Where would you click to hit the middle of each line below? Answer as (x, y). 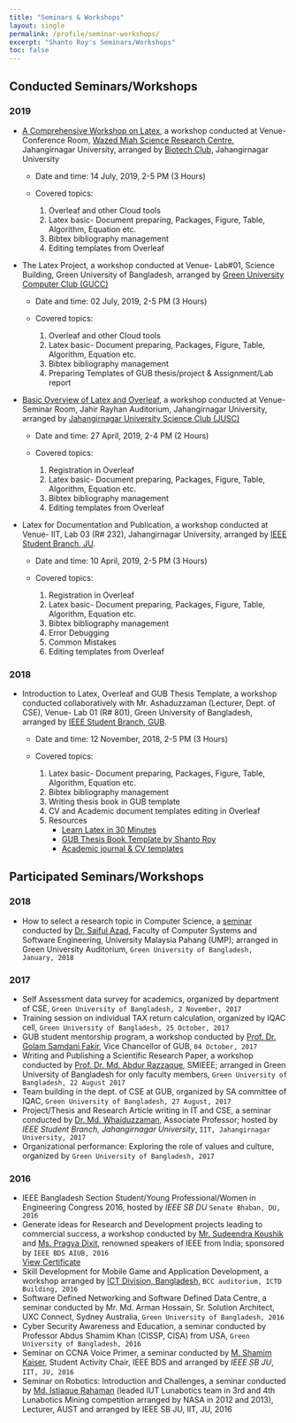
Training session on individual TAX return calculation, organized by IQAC (154, 1018)
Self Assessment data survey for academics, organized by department (150, 999)
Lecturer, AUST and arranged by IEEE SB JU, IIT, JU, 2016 (127, 1410)
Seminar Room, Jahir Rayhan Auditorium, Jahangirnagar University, (144, 409)
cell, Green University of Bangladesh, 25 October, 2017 (125, 1027)
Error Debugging (79, 632)
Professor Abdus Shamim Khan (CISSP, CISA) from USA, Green (136, 1336)
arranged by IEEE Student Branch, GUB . (95, 722)
